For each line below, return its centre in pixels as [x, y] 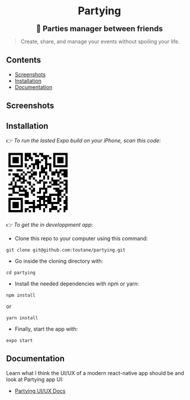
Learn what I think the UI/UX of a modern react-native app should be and [95, 373]
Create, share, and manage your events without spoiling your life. [100, 41]
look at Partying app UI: [35, 379]
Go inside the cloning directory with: [59, 261]
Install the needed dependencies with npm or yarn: [77, 284]
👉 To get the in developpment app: [50, 224]
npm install [21, 295]
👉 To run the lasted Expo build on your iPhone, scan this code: [83, 140]
